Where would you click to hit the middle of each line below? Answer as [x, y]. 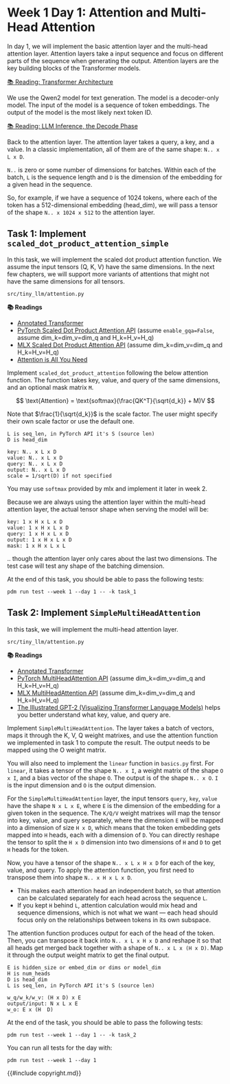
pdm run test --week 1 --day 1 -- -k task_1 [72, 592]
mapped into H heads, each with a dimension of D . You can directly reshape [113, 835]
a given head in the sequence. [50, 184]
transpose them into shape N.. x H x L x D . [70, 877]
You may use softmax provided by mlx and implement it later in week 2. [107, 488]
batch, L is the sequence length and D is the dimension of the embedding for [115, 177]
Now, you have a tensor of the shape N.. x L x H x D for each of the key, [111, 862]
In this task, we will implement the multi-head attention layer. [93, 629]
